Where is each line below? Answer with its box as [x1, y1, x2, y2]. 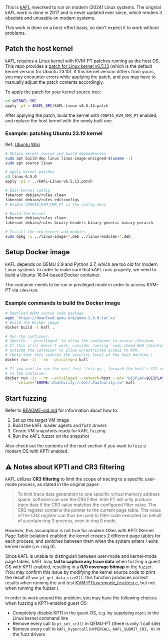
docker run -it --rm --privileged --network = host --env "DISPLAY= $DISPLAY [5, 376, 164, 381]
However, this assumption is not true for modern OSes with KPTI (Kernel [5, 527, 154, 533]
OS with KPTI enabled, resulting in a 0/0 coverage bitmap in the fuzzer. [5, 564, 153, 570]
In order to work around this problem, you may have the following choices [5, 594, 157, 601]
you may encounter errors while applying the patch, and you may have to [5, 74, 156, 80]
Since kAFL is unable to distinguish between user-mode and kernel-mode [5, 553, 157, 559]
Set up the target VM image [12, 417, 69, 423]
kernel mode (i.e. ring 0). [5, 543, 56, 549]
